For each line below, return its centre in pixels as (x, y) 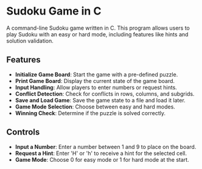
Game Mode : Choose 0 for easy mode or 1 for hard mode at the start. (102, 159)
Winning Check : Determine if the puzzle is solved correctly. (90, 113)
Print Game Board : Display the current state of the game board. (95, 81)
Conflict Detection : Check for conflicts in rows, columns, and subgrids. (105, 94)
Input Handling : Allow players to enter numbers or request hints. (96, 87)
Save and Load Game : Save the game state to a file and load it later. (100, 100)
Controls (23, 132)
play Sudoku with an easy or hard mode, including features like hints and (97, 34)
